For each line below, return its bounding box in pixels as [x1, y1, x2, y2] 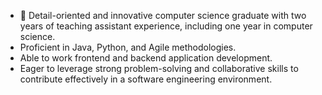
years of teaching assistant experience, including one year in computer [19, 20, 313, 32]
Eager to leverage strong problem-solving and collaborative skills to [19, 63, 299, 74]
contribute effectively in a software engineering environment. [19, 73, 273, 85]
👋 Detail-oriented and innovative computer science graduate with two [19, 10, 307, 21]
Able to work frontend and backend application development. [19, 52, 273, 64]
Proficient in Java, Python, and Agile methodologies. [19, 41, 237, 53]
